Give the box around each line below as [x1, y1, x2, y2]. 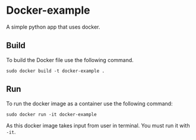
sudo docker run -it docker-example [6, 111, 97, 117]
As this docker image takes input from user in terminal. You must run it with [6, 122, 190, 129]
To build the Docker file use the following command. [6, 56, 134, 63]
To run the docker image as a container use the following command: [6, 99, 173, 107]
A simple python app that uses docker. [6, 23, 100, 30]
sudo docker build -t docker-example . [6, 68, 105, 74]
